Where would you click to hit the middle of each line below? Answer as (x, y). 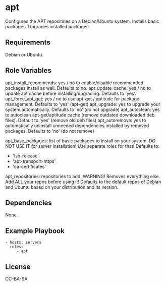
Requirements (28, 43)
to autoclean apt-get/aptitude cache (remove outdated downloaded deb (80, 115)
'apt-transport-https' (34, 161)
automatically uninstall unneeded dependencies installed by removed (77, 126)
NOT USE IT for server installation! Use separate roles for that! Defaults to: (82, 146)
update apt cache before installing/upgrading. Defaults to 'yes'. (71, 93)
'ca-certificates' (29, 166)
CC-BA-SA (16, 279)
